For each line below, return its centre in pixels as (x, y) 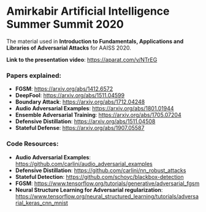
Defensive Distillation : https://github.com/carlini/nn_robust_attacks (101, 170)
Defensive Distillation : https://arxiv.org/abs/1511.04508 (85, 121)
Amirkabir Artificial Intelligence (88, 11)
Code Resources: (32, 144)
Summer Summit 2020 (65, 24)
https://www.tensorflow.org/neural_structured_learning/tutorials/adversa (107, 196)
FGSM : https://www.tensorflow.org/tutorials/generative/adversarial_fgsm (107, 183)
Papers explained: (34, 75)
